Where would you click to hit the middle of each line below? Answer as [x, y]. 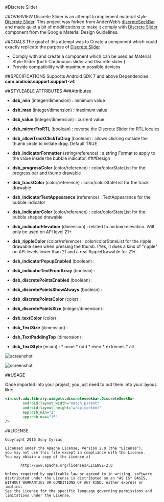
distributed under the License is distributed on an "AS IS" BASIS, [76, 478]
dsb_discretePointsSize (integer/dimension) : [58, 309]
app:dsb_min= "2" [39, 412]
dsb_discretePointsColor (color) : [47, 299]
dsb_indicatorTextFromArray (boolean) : [54, 271]
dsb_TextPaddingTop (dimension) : [48, 337]
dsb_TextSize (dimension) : [40, 327]
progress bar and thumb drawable [47, 173]
